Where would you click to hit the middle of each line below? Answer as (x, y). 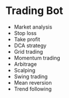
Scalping (25, 70)
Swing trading (31, 76)
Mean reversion (33, 82)
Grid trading (28, 51)
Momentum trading (37, 58)
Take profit (27, 39)
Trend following (33, 89)
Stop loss (25, 33)
